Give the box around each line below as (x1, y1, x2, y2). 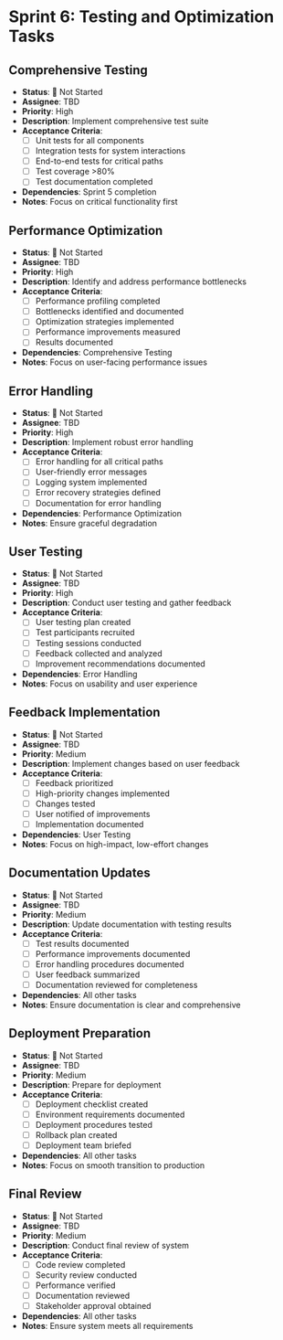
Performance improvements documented (35, 948, 191, 959)
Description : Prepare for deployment (21, 1079, 162, 1090)
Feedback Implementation (8, 705, 161, 720)
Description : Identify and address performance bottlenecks (21, 276, 247, 287)
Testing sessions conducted (35, 637, 142, 648)
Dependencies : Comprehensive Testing (21, 347, 173, 358)
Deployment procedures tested (35, 1119, 152, 1130)
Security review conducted (35, 1269, 138, 1281)
